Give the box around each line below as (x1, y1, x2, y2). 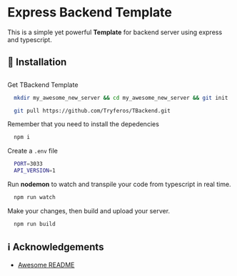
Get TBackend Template (7, 80, 79, 89)
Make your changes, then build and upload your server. (7, 206, 170, 215)
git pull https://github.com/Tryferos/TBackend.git (14, 107, 171, 114)
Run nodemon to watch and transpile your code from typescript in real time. (7, 180, 231, 189)
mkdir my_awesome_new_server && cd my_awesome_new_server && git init (14, 94, 228, 101)
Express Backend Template (7, 4, 173, 21)
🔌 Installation (7, 56, 67, 68)
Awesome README (17, 260, 75, 269)
